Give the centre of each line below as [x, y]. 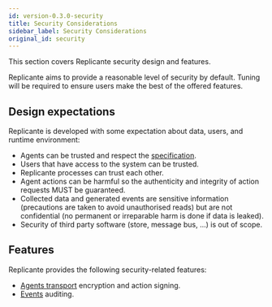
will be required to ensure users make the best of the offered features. [126, 86]
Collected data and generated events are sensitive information [124, 199]
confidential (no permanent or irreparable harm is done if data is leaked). [142, 216]
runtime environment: [44, 140]
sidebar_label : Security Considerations [78, 31]
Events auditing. [47, 294]
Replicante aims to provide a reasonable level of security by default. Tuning [134, 77]
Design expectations [62, 112]
